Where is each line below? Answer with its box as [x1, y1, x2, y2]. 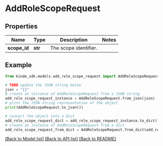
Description [60, 37, 88, 43]
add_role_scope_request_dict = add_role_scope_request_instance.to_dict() [5, 118, 160, 123]
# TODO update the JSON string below [5, 83, 81, 88]
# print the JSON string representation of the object [5, 101, 118, 105]
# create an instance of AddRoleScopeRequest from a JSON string [5, 91, 140, 97]
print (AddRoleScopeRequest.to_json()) [5, 105, 83, 110]
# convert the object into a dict [5, 114, 75, 118]
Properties [5, 22, 38, 30]
